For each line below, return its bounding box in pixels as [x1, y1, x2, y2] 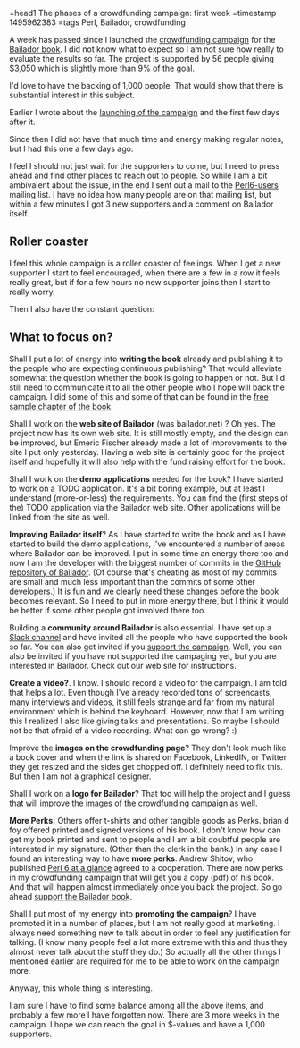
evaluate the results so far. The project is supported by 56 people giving [9, 54, 275, 63]
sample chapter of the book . [9, 401, 113, 411]
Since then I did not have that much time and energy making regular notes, [9, 134, 284, 144]
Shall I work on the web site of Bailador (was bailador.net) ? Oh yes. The [9, 418, 276, 428]
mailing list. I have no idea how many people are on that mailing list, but [9, 190, 271, 199]
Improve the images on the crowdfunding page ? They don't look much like [9, 742, 287, 753]
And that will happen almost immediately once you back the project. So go [9, 881, 283, 892]
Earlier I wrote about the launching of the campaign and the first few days [9, 107, 280, 117]
